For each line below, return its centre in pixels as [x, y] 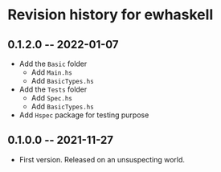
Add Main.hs [52, 72]
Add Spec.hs [52, 98]
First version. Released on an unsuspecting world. [102, 159]
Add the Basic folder [53, 63]
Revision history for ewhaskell [110, 15]
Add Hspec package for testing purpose [84, 115]
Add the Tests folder [53, 89]
